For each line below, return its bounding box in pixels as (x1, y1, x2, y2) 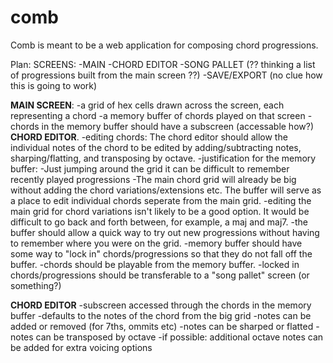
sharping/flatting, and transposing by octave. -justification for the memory (10, 152, 317, 164)
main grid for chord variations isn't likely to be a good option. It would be (10, 205, 310, 217)
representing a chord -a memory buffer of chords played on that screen (10, 109, 306, 121)
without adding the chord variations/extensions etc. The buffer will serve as (10, 184, 322, 196)
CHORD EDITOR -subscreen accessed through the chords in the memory (10, 299, 312, 311)
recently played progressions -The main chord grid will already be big (10, 173, 297, 185)
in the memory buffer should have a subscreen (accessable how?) (41, 120, 315, 132)
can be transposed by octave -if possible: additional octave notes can (35, 331, 324, 343)
